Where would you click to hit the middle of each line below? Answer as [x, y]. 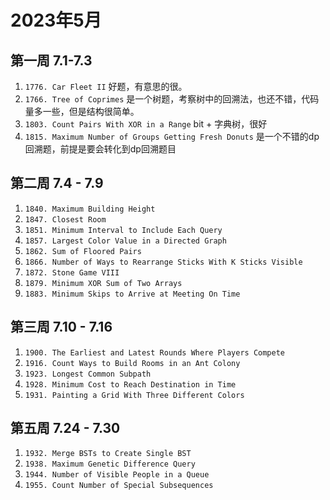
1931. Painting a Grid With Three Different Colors [134, 395]
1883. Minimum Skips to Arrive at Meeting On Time [132, 294]
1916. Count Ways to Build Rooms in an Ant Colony [132, 363]
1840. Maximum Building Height [90, 209]
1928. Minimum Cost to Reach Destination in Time [130, 384]
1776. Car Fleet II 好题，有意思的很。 [106, 86]
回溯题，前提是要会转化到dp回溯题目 [100, 149]
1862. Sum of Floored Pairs [83, 251]
